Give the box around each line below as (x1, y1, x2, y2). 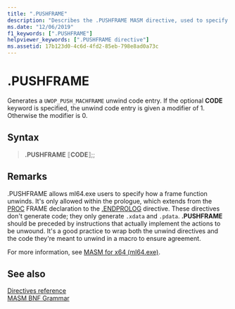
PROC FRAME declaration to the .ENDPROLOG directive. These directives (7, 204, 220, 213)
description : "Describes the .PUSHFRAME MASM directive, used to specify (7, 17, 229, 24)
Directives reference (7, 287, 67, 295)
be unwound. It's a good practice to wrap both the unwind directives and (7, 226, 219, 235)
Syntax (7, 131, 39, 144)
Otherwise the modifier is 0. (7, 111, 88, 119)
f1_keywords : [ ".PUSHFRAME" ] (7, 29, 93, 37)
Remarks (7, 171, 48, 183)
